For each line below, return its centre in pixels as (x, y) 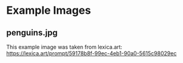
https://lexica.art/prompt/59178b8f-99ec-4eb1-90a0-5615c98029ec (91, 53)
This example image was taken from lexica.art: (64, 47)
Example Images (49, 10)
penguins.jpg (32, 33)
